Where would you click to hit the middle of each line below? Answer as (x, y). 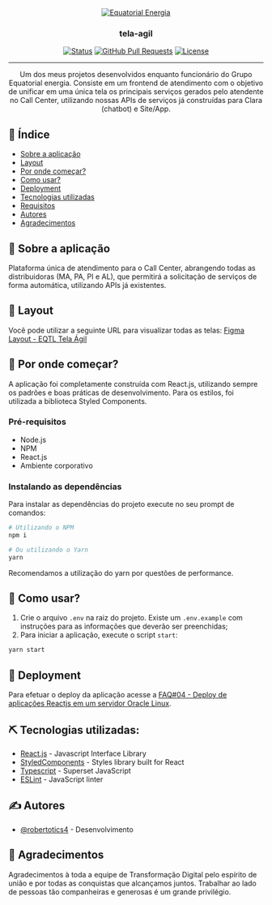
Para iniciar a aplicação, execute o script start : (99, 635)
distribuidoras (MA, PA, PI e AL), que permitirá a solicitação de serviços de (133, 277)
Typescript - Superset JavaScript (75, 770)
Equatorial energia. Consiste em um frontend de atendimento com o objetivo (136, 83)
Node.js (33, 440)
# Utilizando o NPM (41, 528)
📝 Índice (29, 134)
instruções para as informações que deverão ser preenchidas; (124, 626)
